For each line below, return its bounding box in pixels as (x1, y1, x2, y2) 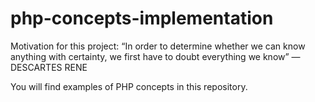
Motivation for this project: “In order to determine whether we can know (10, 40, 306, 52)
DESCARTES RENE (10, 61, 88, 73)
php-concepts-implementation (10, 7, 274, 30)
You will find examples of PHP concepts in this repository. (10, 80, 248, 92)
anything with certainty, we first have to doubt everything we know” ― (10, 50, 301, 62)
